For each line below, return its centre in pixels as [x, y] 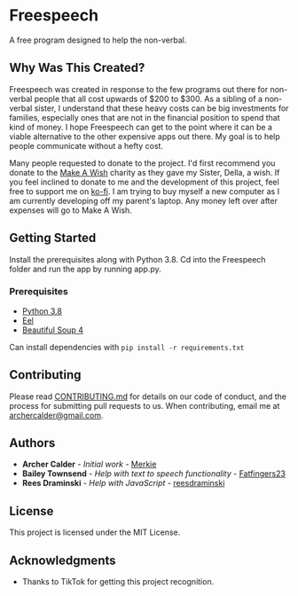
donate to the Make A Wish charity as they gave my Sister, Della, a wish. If [145, 172]
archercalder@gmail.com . [56, 415]
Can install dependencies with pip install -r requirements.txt [127, 347]
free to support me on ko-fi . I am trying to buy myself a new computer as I [145, 191]
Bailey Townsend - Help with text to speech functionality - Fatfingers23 [154, 474]
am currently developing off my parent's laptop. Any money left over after [143, 200]
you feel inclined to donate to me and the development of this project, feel [144, 182]
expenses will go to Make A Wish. [71, 210]
